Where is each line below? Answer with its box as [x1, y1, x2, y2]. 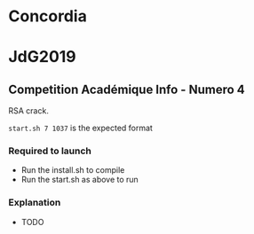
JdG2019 [8, 47, 76, 67]
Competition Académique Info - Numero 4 [8, 82, 245, 97]
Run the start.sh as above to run [20, 175, 139, 185]
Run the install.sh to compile [20, 165, 125, 175]
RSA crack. [8, 105, 50, 116]
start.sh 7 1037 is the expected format [8, 122, 153, 134]
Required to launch [8, 144, 92, 157]
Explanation [8, 197, 61, 209]
